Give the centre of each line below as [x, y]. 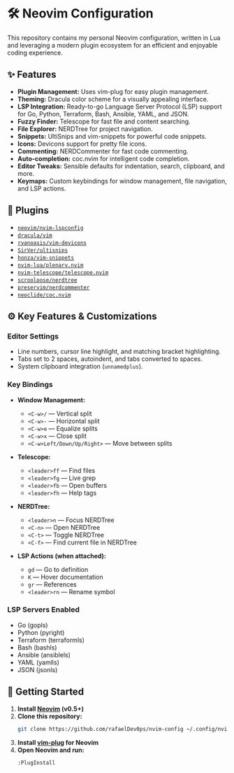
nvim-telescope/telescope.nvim [63, 273]
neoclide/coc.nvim [44, 295]
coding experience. [35, 53]
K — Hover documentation [65, 577]
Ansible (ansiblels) [44, 655]
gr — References [52, 584]
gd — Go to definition [58, 569]
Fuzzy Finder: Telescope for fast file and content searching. [104, 121]
